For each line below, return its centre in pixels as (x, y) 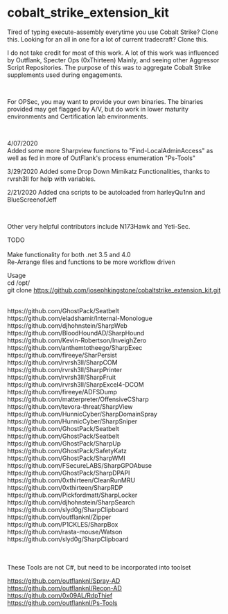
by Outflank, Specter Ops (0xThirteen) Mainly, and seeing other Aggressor (113, 60)
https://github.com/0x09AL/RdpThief (60, 595)
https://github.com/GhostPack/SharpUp (64, 443)
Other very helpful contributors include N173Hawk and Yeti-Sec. (99, 226)
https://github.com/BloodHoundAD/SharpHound (76, 333)
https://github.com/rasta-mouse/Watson (65, 532)
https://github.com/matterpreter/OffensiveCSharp (78, 399)
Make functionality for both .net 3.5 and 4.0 (69, 254)
